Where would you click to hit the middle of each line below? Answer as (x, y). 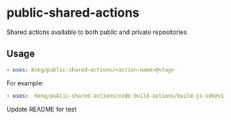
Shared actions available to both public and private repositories (97, 32)
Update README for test (42, 109)
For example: (25, 83)
